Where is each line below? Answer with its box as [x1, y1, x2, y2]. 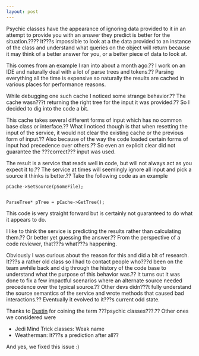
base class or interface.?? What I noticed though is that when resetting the [6, 122, 188, 130]
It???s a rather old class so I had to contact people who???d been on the [6, 258, 183, 265]
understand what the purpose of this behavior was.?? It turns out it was [6, 270, 180, 278]
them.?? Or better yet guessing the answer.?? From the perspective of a [6, 234, 181, 241]
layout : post [6, 8, 39, 15]
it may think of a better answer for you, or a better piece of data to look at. [6, 50, 188, 57]
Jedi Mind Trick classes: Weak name [14, 325, 105, 332]
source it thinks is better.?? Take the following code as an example [6, 172, 168, 179]
